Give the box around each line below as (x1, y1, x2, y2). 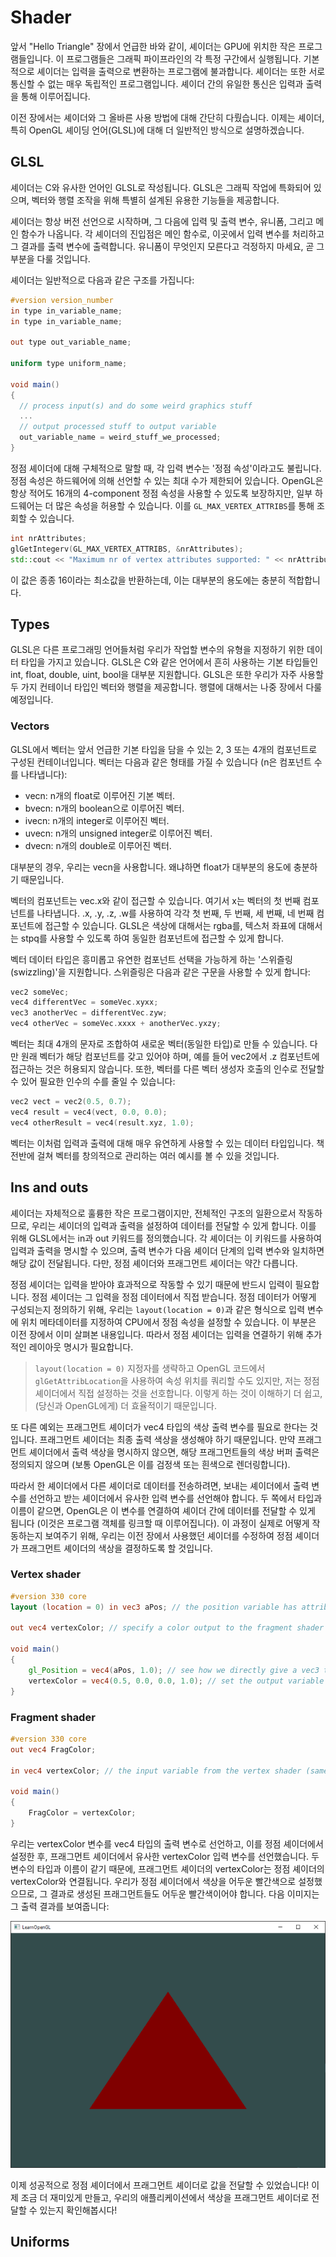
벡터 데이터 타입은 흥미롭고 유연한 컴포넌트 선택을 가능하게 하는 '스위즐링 (10, 953, 293, 965)
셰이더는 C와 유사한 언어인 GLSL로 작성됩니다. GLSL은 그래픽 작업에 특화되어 (10, 181, 312, 193)
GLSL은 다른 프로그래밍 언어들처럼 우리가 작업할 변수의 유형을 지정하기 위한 (10, 644, 305, 656)
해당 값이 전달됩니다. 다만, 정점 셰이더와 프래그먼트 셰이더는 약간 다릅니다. (10, 1257, 298, 1269)
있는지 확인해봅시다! (39, 2204, 118, 2216)
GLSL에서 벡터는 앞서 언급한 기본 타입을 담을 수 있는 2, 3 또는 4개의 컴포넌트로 (10, 743, 318, 755)
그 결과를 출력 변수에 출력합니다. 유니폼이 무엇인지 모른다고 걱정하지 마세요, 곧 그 (10, 240, 325, 252)
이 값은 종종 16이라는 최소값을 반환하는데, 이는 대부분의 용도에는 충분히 (10, 574, 287, 586)
